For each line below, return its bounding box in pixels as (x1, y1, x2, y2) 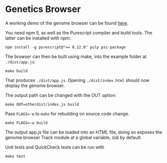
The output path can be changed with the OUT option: (5, 92, 117, 98)
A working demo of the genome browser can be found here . (5, 20, 129, 26)
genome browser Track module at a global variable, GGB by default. (5, 134, 142, 140)
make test (5, 153, 26, 158)
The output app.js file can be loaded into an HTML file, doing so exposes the (5, 129, 163, 135)
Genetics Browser (5, 3, 81, 15)
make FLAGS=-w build (5, 120, 48, 125)
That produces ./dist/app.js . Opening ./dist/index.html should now (5, 77, 150, 83)
